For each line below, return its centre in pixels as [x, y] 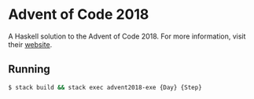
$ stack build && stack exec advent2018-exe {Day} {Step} [105, 87]
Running [29, 70]
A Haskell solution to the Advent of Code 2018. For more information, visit [127, 36]
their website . [30, 44]
